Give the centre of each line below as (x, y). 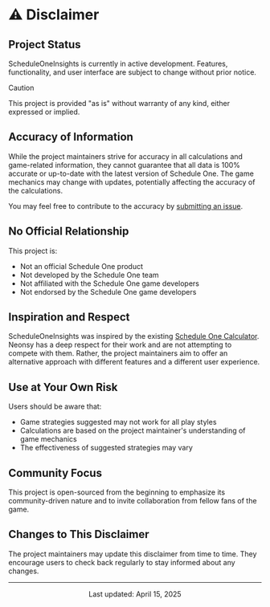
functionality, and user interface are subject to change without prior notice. (133, 72)
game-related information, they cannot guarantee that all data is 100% (125, 165)
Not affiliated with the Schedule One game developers (109, 283)
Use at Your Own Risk (63, 387)
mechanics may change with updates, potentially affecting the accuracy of (132, 181)
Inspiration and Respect (69, 318)
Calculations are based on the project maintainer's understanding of (133, 430)
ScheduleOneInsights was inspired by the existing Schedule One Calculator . (134, 336)
